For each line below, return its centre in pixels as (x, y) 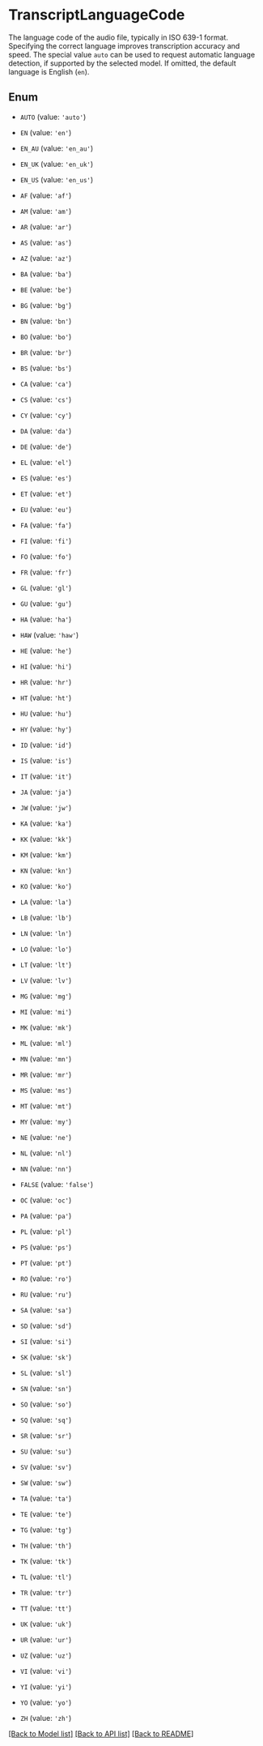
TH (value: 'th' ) (46, 1545)
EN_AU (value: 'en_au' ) (57, 148)
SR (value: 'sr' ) (46, 1435)
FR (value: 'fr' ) (46, 572)
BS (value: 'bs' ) (46, 368)
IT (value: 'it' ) (46, 776)
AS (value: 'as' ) (46, 242)
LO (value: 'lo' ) (46, 949)
